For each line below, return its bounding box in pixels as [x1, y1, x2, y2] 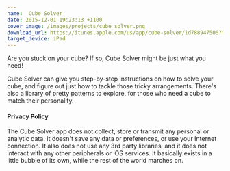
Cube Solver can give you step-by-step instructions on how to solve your [7, 75, 214, 83]
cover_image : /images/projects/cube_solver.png [7, 23, 146, 29]
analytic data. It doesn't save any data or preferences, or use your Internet [7, 135, 217, 143]
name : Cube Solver [7, 10, 63, 17]
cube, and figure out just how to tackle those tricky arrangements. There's [7, 82, 217, 90]
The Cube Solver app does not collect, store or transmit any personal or [7, 127, 210, 135]
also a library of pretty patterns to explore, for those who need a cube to [7, 90, 211, 98]
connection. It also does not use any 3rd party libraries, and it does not [7, 142, 207, 150]
